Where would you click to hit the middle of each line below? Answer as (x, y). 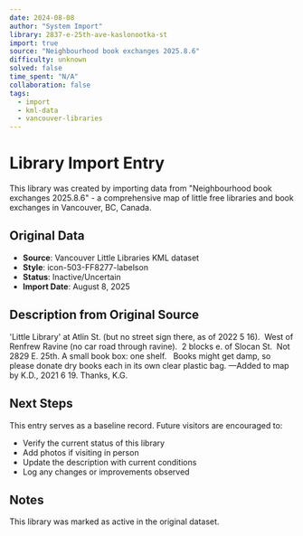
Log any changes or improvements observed (106, 472)
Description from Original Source (104, 315)
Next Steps (41, 404)
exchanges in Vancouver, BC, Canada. (80, 208)
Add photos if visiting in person (80, 452)
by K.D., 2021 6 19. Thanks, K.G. (69, 375)
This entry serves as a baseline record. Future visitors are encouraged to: (146, 425)
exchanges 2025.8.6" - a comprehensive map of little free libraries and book (151, 198)
